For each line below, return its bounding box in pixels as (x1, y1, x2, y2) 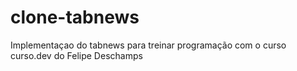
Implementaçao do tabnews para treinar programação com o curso (10, 39, 287, 51)
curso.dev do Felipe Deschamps (10, 49, 143, 61)
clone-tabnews (10, 6, 140, 29)
